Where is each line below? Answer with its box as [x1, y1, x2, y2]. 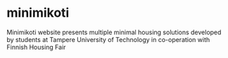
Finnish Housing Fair [6, 43, 66, 51]
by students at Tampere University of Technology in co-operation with [6, 35, 210, 43]
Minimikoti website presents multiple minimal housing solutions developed [6, 28, 222, 36]
